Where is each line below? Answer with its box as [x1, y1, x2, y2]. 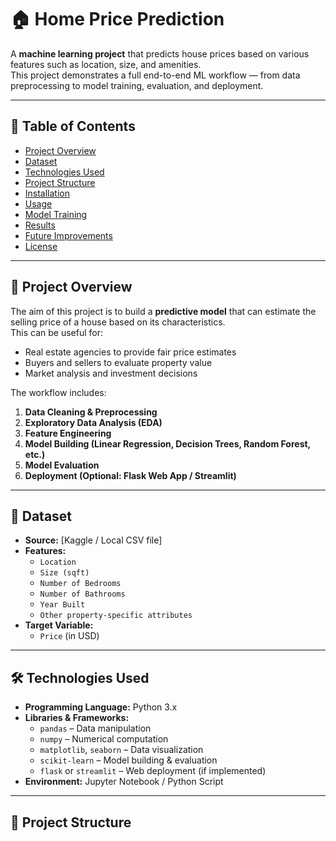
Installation [24, 187, 71, 199]
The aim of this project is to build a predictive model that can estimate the [10, 305, 317, 317]
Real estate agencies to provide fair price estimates [24, 346, 237, 358]
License [24, 240, 58, 252]
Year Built [39, 600, 86, 610]
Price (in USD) [39, 630, 100, 642]
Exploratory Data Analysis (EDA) [24, 416, 163, 428]
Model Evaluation [24, 459, 100, 471]
